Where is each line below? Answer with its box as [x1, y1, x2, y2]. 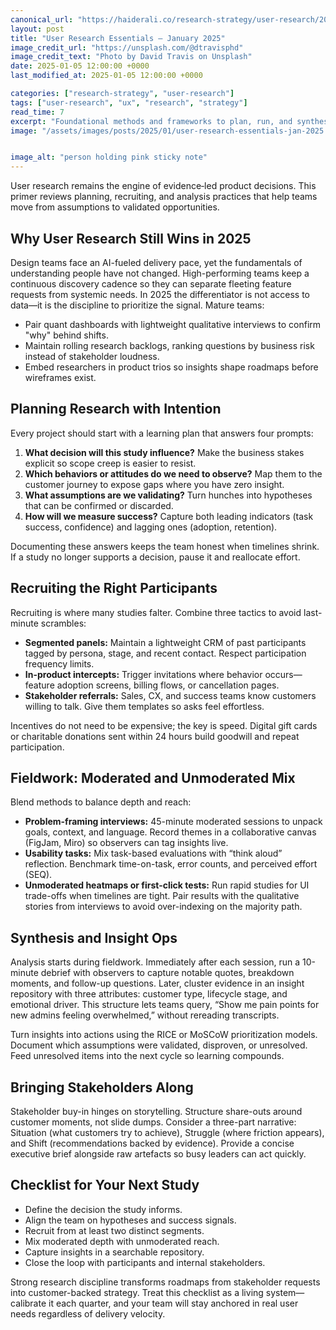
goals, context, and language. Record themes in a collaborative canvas [24, 826, 317, 838]
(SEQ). [24, 869, 53, 881]
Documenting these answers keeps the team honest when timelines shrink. [10, 540, 320, 552]
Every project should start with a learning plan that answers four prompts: [10, 427, 314, 439]
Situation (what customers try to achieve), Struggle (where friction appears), [10, 1127, 325, 1138]
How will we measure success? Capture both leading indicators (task [24, 510, 314, 522]
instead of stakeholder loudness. [24, 350, 160, 362]
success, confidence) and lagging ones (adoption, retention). [24, 521, 278, 533]
